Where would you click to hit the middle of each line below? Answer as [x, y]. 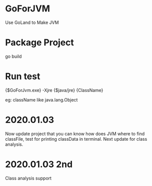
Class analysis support [28, 178]
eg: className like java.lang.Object [41, 99]
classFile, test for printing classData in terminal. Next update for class [76, 139]
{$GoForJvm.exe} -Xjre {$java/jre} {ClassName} [54, 90]
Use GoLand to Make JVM [32, 22]
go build [14, 56]
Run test [23, 76]
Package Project [40, 43]
